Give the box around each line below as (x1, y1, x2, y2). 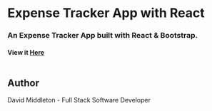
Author (7, 77, 39, 89)
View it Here (7, 48, 45, 56)
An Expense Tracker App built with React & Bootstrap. (7, 31, 198, 41)
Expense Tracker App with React (7, 5, 205, 21)
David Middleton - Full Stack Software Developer (7, 96, 151, 105)
